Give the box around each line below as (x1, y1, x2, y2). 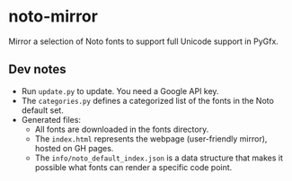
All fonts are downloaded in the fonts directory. (34, 124, 209, 134)
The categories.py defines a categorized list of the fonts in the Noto (21, 95, 275, 106)
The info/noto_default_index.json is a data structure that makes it (34, 152, 284, 163)
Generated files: (21, 114, 82, 125)
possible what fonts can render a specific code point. (34, 161, 233, 172)
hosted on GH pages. (34, 142, 114, 153)
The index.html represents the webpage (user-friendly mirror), (34, 133, 268, 144)
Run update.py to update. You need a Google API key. (21, 85, 219, 96)
